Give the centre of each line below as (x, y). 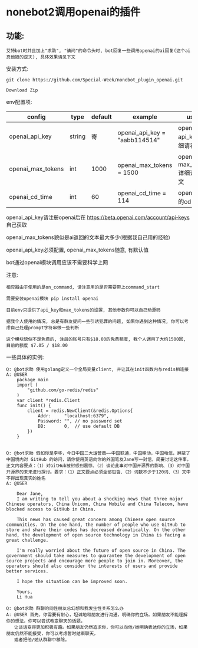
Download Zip (22, 90)
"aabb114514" (139, 140)
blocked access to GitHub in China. (51, 509)
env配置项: (19, 102)
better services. (27, 571)
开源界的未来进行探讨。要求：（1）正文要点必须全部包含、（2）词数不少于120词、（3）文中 (98, 472)
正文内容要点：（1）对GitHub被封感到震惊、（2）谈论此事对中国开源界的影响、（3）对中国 (98, 466)
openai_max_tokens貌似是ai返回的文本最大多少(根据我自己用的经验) (88, 237)
